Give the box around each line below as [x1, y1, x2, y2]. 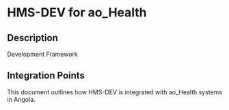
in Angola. [7, 95, 36, 103]
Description [7, 32, 58, 44]
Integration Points [7, 70, 85, 81]
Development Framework [7, 50, 79, 58]
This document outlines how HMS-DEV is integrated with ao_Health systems [7, 87, 223, 96]
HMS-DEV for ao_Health [7, 5, 147, 20]
